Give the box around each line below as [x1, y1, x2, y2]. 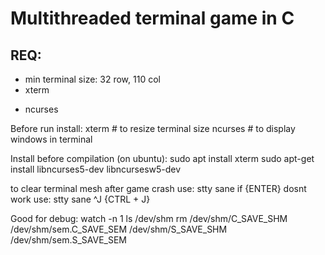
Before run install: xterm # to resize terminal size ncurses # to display [10, 123, 296, 134]
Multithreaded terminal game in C [10, 7, 295, 30]
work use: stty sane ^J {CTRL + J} [10, 193, 151, 205]
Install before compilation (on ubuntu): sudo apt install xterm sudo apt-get [10, 153, 315, 164]
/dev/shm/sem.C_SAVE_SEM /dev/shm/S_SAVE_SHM [10, 223, 228, 235]
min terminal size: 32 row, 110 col [24, 73, 161, 85]
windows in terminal [10, 133, 93, 145]
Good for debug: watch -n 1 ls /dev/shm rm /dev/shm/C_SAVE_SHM [10, 213, 288, 224]
